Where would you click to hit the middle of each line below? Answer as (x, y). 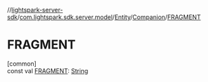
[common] (22, 64)
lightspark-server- (37, 10)
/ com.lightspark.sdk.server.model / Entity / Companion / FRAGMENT (109, 17)
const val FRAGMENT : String (48, 70)
